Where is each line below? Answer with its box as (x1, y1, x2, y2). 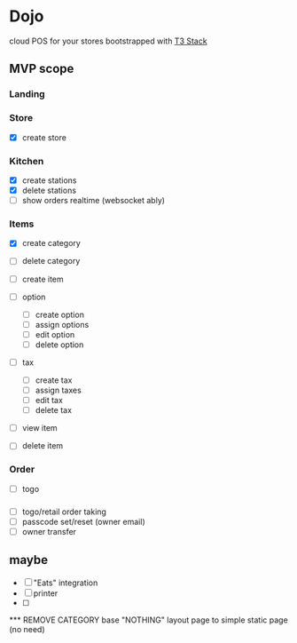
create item (21, 274, 64, 284)
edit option (35, 329, 75, 339)
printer (33, 588, 59, 599)
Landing (9, 88, 46, 100)
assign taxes (35, 385, 82, 396)
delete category (21, 256, 81, 266)
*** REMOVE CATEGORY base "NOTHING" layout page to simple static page (9, 615, 288, 625)
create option (35, 309, 84, 320)
